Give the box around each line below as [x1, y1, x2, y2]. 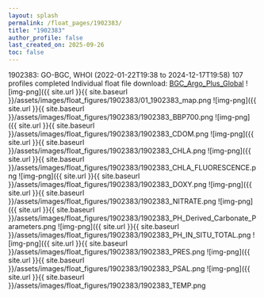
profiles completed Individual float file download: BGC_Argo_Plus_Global [8, 78, 244, 88]
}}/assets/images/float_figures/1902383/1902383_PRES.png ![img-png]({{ [8, 247, 251, 256]
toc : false [8, 48, 44, 56]
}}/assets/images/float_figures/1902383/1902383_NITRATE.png [8, 197, 216, 206]
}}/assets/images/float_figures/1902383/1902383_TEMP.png [8, 281, 206, 290]
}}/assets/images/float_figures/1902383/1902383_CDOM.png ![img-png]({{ [8, 129, 254, 139]
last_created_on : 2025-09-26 [8, 41, 105, 49]
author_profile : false [8, 33, 83, 42]
